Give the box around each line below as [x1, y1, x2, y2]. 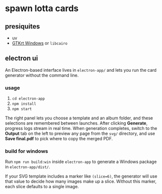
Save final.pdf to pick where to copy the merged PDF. [5, 136, 113, 142]
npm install [12, 101, 36, 107]
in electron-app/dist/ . [5, 164, 50, 170]
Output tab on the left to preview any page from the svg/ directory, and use [5, 130, 155, 136]
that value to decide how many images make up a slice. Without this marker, [5, 178, 157, 184]
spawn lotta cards [5, 3, 79, 14]
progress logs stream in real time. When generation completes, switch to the [5, 126, 157, 131]
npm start [12, 107, 32, 112]
